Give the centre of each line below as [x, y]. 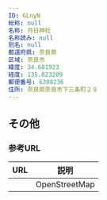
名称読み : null [31, 38]
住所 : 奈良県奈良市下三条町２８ [53, 89]
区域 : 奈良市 [27, 60]
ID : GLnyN [25, 15]
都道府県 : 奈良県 [32, 52]
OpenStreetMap [65, 185]
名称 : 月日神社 [30, 30]
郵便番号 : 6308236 [36, 82]
